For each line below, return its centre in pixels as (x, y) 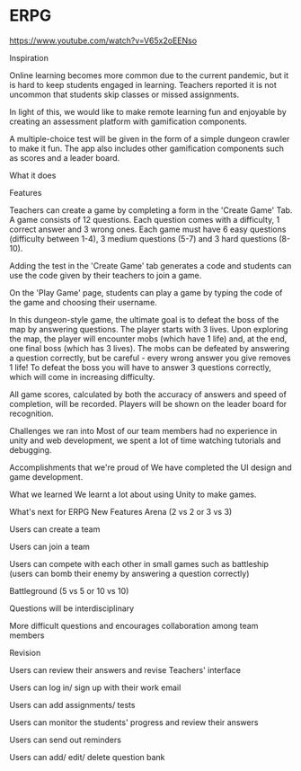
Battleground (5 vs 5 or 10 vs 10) (69, 590)
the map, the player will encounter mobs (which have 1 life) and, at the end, (148, 339)
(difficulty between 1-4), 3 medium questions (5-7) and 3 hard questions (143, 238)
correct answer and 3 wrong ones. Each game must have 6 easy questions (148, 229)
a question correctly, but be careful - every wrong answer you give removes (150, 358)
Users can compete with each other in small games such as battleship (139, 563)
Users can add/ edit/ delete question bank (87, 757)
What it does (33, 175)
